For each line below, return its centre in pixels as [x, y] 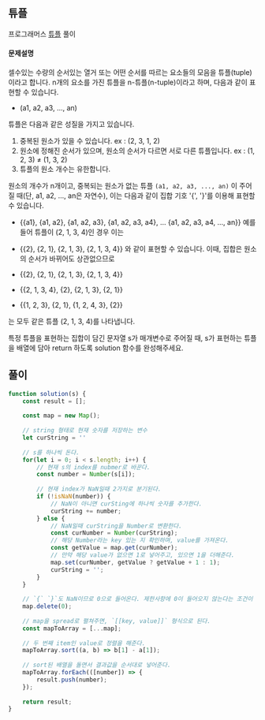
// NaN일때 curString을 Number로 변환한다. [116, 526]
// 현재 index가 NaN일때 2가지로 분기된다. [99, 489]
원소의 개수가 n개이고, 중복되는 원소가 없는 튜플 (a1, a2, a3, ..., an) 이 [123, 186]
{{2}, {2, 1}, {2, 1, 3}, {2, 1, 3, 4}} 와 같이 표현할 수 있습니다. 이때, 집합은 [131, 249]
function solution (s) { [47, 394]
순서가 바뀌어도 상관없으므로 [71, 259]
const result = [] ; [54, 401]
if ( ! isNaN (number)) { [74, 497]
